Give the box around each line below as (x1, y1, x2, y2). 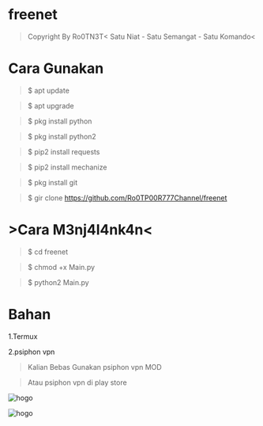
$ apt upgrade (27, 101, 74, 110)
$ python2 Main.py (27, 277, 89, 287)
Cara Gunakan (8, 59, 104, 78)
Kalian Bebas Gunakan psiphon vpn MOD (27, 362, 162, 371)
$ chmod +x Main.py (27, 262, 96, 272)
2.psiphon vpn (8, 347, 55, 356)
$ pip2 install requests (27, 146, 100, 156)
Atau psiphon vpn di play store (27, 378, 128, 387)
